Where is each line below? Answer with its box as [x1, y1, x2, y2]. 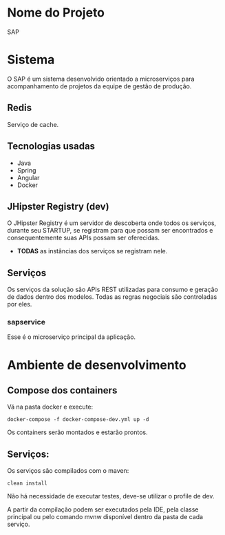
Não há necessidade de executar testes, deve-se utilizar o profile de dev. [7, 492, 215, 500]
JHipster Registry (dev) [7, 200, 109, 212]
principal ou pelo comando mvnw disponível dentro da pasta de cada [7, 513, 204, 521]
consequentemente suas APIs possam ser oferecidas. [7, 233, 160, 242]
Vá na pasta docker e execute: [7, 402, 94, 411]
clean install [7, 480, 48, 487]
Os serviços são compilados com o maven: [7, 467, 129, 475]
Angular [17, 173, 40, 182]
